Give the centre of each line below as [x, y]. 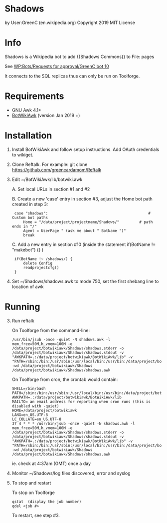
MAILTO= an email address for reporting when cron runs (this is [81, 401]
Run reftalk [23, 320]
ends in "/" [24, 226]
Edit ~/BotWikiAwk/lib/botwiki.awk [47, 179]
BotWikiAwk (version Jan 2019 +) [46, 115]
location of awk [28, 286]
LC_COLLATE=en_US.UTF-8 [37, 419]
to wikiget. [22, 154]
